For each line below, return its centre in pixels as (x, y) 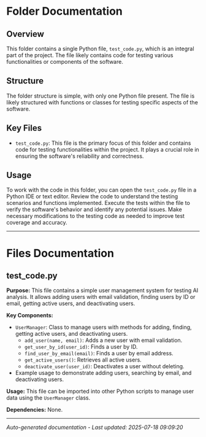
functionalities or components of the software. (65, 62)
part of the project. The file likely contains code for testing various (90, 55)
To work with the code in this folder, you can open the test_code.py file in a (101, 190)
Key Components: (30, 315)
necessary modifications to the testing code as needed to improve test (96, 216)
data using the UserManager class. (48, 398)
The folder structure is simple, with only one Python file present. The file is (101, 96)
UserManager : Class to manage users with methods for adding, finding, (103, 327)
